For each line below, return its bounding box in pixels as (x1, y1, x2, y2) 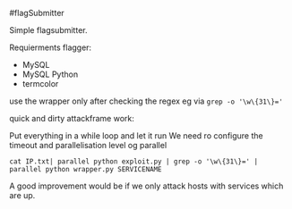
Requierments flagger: (9, 42, 92, 53)
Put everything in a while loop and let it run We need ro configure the (9, 130, 263, 141)
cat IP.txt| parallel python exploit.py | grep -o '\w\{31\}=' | (9, 157, 258, 166)
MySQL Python (21, 69, 79, 79)
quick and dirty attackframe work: (9, 113, 134, 123)
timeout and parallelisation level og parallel (9, 140, 167, 150)
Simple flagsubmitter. (9, 25, 88, 35)
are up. (9, 190, 36, 200)
